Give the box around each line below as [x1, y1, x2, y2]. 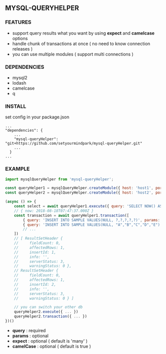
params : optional [12, 333, 48, 339]
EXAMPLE [5, 165, 30, 172]
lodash [12, 80, 26, 86]
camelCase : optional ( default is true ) [12, 343, 91, 349]
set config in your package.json [5, 114, 70, 120]
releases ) [12, 46, 33, 51]
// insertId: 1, [14, 250, 56, 254]
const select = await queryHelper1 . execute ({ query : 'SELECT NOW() [14, 204, 156, 209]
